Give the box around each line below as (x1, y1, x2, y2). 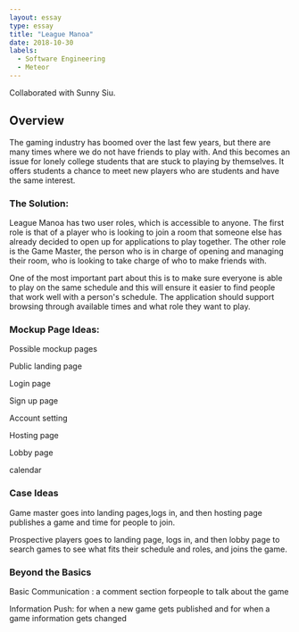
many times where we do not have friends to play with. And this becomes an (9, 146, 290, 157)
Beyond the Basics (9, 566, 92, 578)
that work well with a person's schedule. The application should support (9, 291, 275, 302)
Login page (9, 378, 51, 389)
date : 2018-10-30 (9, 37, 74, 47)
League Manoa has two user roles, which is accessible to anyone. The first (9, 217, 284, 228)
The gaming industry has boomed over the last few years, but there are (9, 137, 271, 147)
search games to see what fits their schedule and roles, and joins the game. (9, 544, 287, 554)
